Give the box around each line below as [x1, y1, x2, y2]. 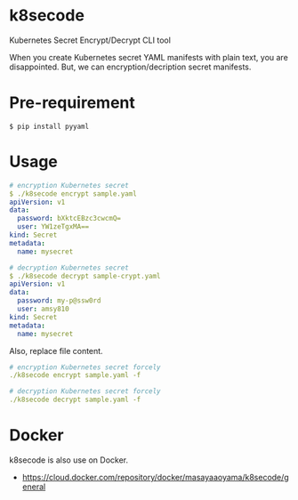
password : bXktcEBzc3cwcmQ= [17, 214, 122, 223]
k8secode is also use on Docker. [9, 455, 129, 465]
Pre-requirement [9, 93, 136, 113]
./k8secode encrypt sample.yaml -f [9, 371, 141, 380]
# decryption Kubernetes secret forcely [9, 387, 162, 396]
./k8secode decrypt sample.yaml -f [9, 395, 141, 405]
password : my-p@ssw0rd [17, 296, 101, 305]
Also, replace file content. [9, 345, 104, 356]
